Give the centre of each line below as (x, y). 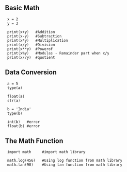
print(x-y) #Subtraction (34, 36)
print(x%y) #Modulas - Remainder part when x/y (58, 53)
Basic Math (22, 8)
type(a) (15, 88)
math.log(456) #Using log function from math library (65, 161)
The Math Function (34, 141)
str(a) (14, 101)
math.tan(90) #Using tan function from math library (65, 165)
